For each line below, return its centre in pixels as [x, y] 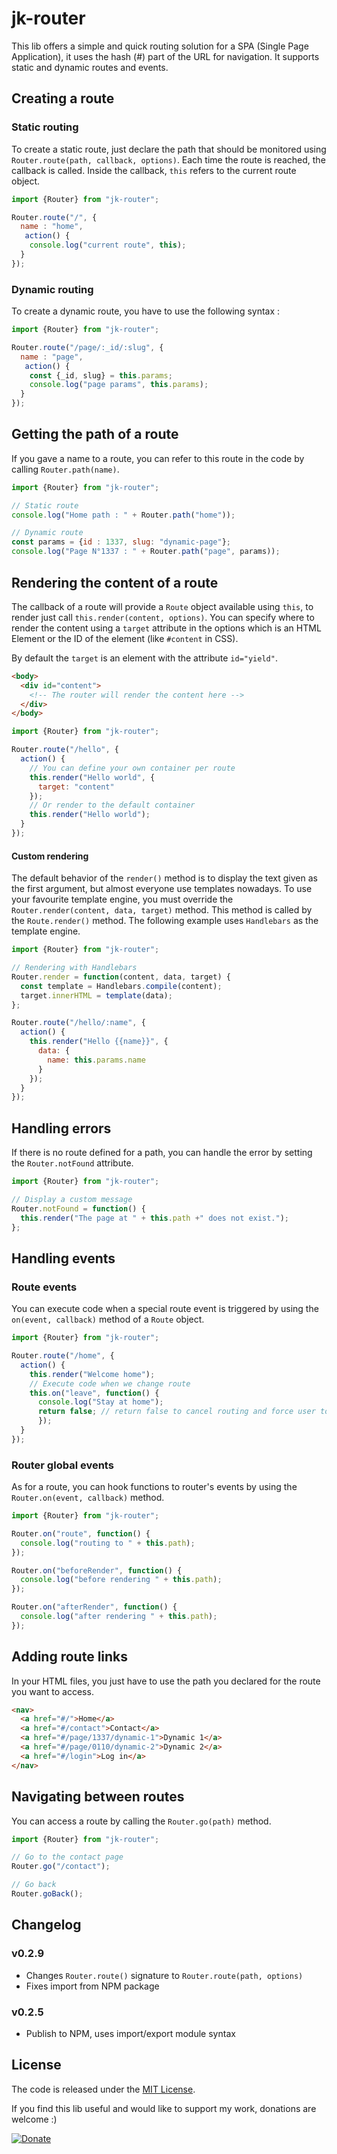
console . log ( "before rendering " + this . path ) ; [121, 1580]
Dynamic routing [52, 289]
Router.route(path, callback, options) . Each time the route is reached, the [168, 159]
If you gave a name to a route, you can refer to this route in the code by [158, 458]
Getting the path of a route [95, 434]
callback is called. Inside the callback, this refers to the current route [154, 170]
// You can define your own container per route [132, 768]
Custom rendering [50, 856]
